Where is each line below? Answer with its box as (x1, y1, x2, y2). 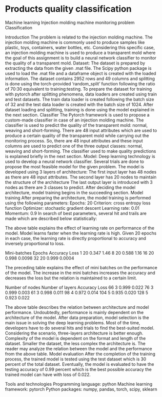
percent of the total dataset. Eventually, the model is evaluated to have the (5, 361, 155, 367)
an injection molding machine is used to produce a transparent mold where (5, 50, 156, 56)
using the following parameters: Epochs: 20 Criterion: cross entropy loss (5, 200, 151, 206)
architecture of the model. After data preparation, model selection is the (5, 315, 149, 320)
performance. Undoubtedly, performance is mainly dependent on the (5, 309, 144, 315)
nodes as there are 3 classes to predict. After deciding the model (5, 184, 136, 190)
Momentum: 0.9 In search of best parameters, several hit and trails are (5, 210, 147, 216)
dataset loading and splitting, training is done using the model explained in (5, 106, 155, 113)
